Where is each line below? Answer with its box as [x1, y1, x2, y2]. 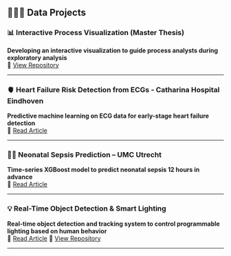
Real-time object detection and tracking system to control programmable [7, 220, 220, 228]
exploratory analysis [7, 53, 67, 62]
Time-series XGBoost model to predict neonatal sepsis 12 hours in [7, 166, 200, 174]
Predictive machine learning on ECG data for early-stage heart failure [7, 111, 210, 120]
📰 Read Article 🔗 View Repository [7, 234, 101, 242]
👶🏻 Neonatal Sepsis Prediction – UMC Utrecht [7, 149, 162, 159]
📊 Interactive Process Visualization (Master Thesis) [7, 28, 184, 38]
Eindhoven [7, 96, 44, 105]
